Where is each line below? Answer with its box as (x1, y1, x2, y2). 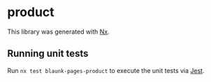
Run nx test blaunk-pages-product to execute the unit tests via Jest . (7, 66, 205, 74)
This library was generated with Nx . (7, 27, 110, 36)
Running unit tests (7, 48, 89, 60)
